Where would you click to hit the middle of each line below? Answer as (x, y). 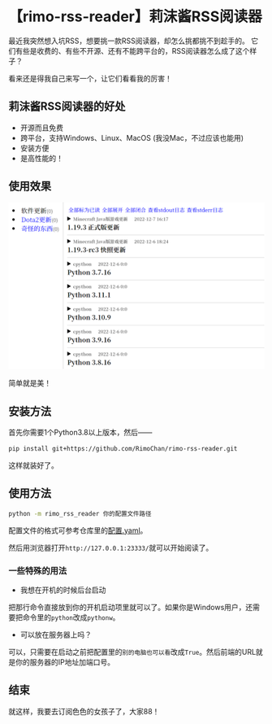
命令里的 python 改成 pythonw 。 (71, 617)
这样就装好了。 (33, 465)
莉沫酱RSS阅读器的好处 (67, 107)
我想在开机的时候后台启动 (63, 590)
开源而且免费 (41, 128)
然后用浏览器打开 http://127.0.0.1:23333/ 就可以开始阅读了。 (111, 547)
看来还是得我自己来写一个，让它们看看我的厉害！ (90, 78)
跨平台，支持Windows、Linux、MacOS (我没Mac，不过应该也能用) (132, 137)
